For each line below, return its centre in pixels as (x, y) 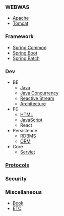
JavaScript (31, 120)
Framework (19, 36)
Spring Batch (26, 58)
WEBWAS (17, 7)
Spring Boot (25, 53)
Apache (21, 18)
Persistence (25, 130)
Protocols (17, 165)
